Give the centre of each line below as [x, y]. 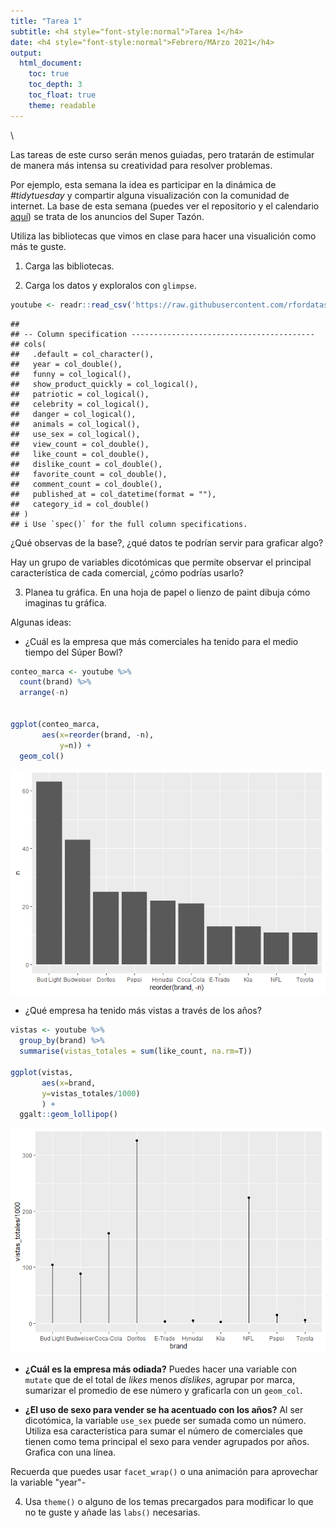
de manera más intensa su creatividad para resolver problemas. [141, 165]
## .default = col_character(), [82, 354]
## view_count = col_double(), [80, 444]
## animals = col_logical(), [75, 424]
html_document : [51, 63]
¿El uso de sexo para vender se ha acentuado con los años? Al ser [164, 1410]
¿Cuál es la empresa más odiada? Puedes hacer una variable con [161, 1369]
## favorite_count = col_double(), [89, 474]
